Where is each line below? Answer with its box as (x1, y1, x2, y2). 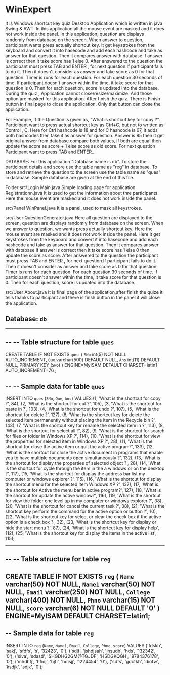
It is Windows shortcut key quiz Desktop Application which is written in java (5, 20, 163, 26)
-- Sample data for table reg (5, 629, 94, 637)
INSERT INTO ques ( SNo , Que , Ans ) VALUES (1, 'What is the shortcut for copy (5, 395, 161, 401)
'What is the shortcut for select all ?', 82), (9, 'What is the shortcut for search (5, 428, 165, 434)
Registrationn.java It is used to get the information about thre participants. (5, 190, 159, 196)
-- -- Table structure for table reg (5, 555, 111, 564)
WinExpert (5, 4, 51, 15)
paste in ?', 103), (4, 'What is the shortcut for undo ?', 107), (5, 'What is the (5, 406, 159, 413)
